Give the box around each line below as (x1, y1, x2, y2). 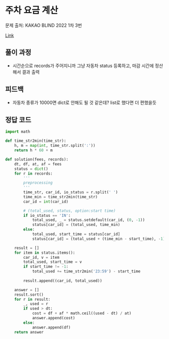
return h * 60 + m (14, 148, 53, 153)
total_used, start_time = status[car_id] (32, 232, 121, 237)
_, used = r (23, 301, 49, 307)
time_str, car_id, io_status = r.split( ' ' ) (23, 190, 118, 195)
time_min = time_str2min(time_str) (23, 194, 98, 199)
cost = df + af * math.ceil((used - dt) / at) (32, 311, 132, 316)
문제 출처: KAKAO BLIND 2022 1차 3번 (5, 22, 82, 28)
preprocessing (23, 180, 53, 186)
